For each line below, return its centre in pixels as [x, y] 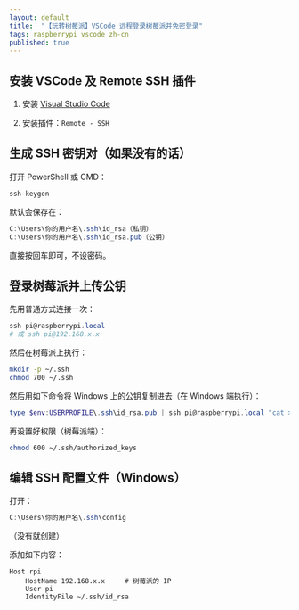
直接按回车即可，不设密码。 [60, 255]
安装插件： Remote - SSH [65, 123]
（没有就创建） [36, 536]
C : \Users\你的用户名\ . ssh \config [68, 518]
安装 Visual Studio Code [66, 104]
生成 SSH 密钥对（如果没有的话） [100, 154]
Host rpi [25, 572]
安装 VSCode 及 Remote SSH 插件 [102, 81]
